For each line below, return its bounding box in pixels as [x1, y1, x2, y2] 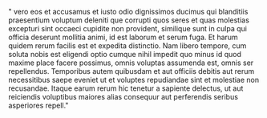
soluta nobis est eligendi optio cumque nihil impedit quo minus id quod [8, 50, 242, 59]
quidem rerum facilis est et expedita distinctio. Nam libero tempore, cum [8, 41, 247, 51]
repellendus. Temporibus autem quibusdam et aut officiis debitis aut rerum [8, 67, 255, 75]
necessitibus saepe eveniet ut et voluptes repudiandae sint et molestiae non [8, 75, 260, 84]
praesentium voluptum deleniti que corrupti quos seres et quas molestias [8, 15, 250, 25]
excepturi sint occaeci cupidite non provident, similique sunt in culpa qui [8, 24, 247, 33]
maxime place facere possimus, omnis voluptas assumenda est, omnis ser [8, 58, 254, 67]
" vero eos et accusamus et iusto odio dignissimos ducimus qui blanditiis [8, 7, 249, 16]
